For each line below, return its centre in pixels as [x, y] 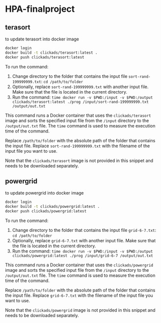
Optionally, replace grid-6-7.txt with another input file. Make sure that [84, 241]
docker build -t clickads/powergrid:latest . [52, 207]
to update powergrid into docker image [45, 193]
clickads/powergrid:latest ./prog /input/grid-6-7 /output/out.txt [82, 256]
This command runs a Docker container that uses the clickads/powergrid [79, 265]
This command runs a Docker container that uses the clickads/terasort [78, 115]
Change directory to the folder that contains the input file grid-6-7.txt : [84, 230]
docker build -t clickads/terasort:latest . [51, 53]
